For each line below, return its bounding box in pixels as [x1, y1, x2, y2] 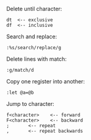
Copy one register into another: [6, 78, 86, 85]
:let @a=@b [6, 89, 34, 96]
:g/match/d [6, 67, 34, 73]
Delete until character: [6, 5, 62, 12]
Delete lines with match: [6, 55, 67, 63]
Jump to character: [6, 100, 54, 107]
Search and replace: [6, 33, 57, 40]
